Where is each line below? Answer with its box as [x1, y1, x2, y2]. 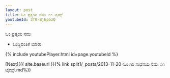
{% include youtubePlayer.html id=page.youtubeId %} [5, 51, 119, 58]
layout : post [5, 7, 33, 13]
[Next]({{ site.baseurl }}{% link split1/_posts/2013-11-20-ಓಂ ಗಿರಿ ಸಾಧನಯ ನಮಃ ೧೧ [5, 61, 165, 67]
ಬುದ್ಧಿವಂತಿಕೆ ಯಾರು [12, 41, 42, 47]
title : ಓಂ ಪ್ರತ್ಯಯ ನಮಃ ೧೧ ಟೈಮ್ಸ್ [5, 12, 63, 17]
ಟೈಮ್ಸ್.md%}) [5, 67, 32, 73]
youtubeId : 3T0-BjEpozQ [5, 17, 56, 22]
